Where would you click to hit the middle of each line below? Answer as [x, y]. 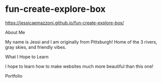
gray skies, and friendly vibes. [36, 47]
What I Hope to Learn [27, 57]
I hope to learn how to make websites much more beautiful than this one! [79, 66]
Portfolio [14, 76]
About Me [15, 32]
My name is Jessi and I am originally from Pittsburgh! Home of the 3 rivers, [81, 42]
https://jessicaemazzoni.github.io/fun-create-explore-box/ [65, 23]
